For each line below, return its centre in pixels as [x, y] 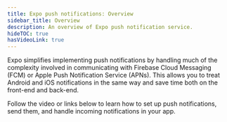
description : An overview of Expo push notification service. [100, 27]
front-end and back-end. [43, 90]
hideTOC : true [28, 33]
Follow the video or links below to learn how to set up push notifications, [112, 104]
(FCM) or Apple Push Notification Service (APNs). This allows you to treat [113, 75]
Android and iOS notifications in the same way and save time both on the [112, 83]
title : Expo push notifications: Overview [70, 14]
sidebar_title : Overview [44, 20]
